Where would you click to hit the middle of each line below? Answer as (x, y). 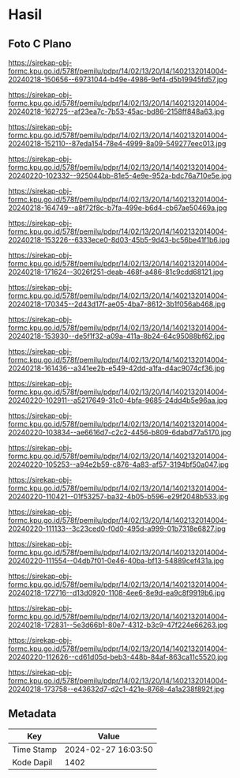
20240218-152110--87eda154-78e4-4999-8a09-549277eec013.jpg (117, 143)
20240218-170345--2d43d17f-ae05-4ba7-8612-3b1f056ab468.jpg (117, 304)
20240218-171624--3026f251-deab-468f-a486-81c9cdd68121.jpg (116, 272)
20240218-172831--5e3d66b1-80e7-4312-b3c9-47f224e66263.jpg (118, 625)
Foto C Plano (40, 44)
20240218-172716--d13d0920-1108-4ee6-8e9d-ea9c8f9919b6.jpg (117, 593)
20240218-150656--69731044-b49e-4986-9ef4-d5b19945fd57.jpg (118, 79)
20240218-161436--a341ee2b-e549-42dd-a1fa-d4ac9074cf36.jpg (116, 368)
